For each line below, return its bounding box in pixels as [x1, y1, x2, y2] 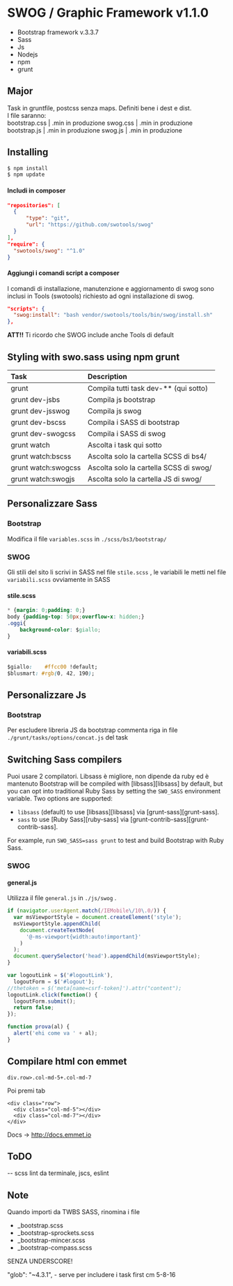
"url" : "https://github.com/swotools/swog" [25, 221, 154, 228]
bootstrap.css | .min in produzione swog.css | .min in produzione [7, 119, 193, 127]
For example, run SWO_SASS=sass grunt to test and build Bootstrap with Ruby [7, 836, 224, 845]
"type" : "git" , [25, 215, 70, 222]
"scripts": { [7, 305, 45, 312]
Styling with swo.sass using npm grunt [7, 351, 180, 363]
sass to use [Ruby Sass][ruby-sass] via [17, 815, 129, 824]
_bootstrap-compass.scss [17, 1243, 93, 1252]
